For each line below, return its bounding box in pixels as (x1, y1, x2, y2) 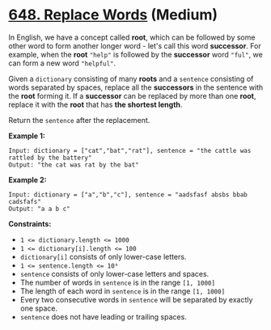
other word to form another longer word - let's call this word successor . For (8, 40, 261, 50)
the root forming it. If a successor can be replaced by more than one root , (8, 91, 256, 100)
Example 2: (8, 175, 47, 184)
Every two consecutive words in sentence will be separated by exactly (19, 294, 253, 304)
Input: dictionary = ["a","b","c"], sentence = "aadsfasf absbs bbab (8, 190, 248, 199)
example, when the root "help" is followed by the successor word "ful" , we (8, 49, 263, 59)
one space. (19, 303, 58, 313)
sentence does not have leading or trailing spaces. (19, 311, 188, 321)
